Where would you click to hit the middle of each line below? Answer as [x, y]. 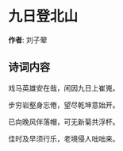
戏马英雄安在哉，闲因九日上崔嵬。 [64, 87]
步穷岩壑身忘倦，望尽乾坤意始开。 [64, 105]
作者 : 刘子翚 [28, 40]
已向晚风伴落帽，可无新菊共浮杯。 [64, 122]
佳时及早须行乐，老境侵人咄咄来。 [64, 138]
